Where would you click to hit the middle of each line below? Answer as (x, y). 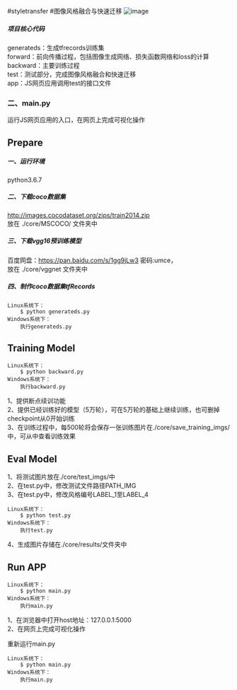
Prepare (25, 142)
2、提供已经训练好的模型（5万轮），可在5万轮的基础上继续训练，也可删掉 (114, 410)
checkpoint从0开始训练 (41, 419)
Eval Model (32, 459)
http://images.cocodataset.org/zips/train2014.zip (79, 215)
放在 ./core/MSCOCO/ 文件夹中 (52, 223)
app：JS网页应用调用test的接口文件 (59, 83)
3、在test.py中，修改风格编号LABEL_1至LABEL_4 (78, 495)
